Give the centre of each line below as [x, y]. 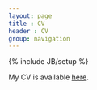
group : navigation [39, 39]
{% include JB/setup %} [48, 62]
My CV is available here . [48, 77]
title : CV [27, 24]
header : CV [28, 31]
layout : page [30, 16]
